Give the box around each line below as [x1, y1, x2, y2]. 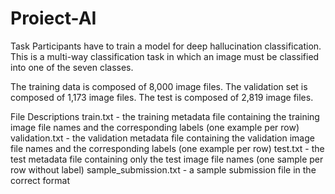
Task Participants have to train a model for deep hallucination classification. [10, 40, 322, 52]
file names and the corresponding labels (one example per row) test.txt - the [10, 142, 325, 154]
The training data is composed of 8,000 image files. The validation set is [10, 80, 308, 92]
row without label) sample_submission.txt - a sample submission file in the [10, 163, 317, 176]
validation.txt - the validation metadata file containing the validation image [10, 132, 315, 144]
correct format [10, 174, 70, 186]
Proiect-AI [10, 7, 97, 30]
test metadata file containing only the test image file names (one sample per [10, 153, 324, 165]
